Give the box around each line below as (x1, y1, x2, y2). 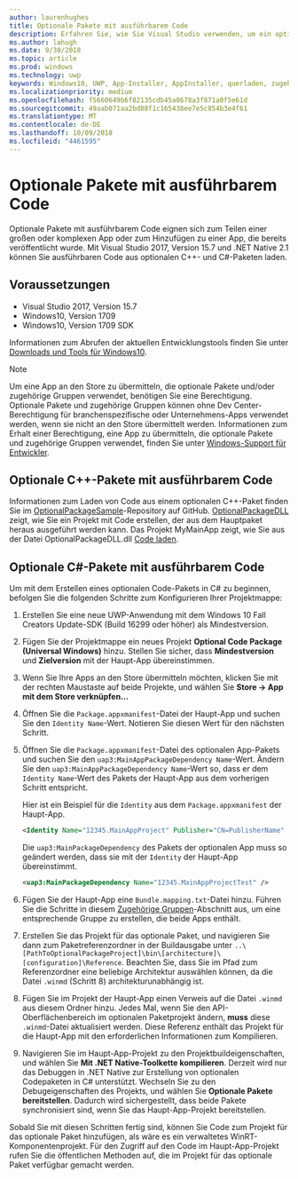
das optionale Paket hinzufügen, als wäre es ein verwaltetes (9, 1131, 229, 1142)
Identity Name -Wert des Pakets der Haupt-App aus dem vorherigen (21, 773, 270, 784)
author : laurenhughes (9, 12, 90, 22)
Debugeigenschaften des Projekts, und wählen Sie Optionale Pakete (21, 1085, 273, 1096)
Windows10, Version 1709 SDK (21, 320, 135, 330)
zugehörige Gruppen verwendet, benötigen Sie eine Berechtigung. (9, 390, 253, 400)
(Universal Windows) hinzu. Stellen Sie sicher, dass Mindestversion (21, 645, 275, 657)
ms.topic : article (9, 54, 77, 63)
